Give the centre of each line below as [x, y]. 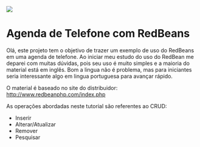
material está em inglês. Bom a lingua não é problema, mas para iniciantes [99, 69]
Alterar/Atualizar [36, 124]
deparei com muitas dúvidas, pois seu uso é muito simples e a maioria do [98, 63]
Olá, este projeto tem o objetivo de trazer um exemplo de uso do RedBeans [100, 50]
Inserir [23, 118]
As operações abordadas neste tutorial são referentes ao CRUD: [87, 106]
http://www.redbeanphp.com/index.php [56, 94]
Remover [26, 131]
